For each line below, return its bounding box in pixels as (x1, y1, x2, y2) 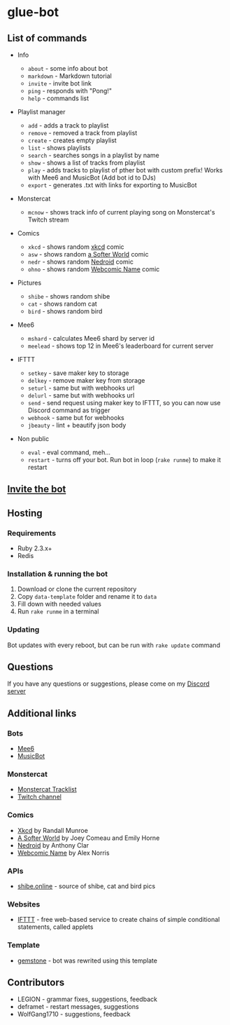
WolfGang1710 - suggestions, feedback (17, 1010, 131, 1019)
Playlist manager (17, 108, 66, 116)
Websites (7, 899, 41, 909)
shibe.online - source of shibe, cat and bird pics (17, 882, 156, 890)
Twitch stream (27, 215, 69, 224)
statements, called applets (17, 923, 94, 931)
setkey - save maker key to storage (27, 369, 129, 377)
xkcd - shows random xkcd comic (27, 243, 124, 251)
